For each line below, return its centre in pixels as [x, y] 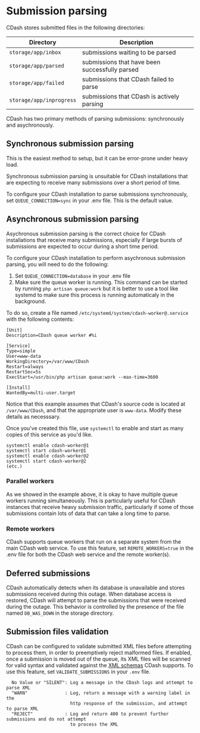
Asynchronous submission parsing [73, 219]
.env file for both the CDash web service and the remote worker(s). [88, 554]
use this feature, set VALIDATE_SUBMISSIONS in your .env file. [78, 671]
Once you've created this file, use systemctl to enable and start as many [95, 428]
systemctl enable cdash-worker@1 [48, 445]
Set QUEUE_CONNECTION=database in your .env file [73, 275]
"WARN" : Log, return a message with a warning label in [101, 693]
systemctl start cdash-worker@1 [46, 450]
